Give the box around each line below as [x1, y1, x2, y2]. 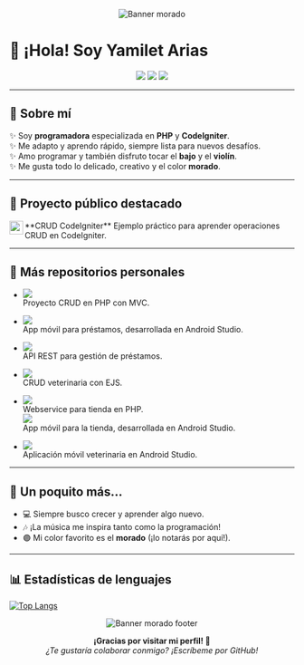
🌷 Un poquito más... [9, 484, 123, 499]
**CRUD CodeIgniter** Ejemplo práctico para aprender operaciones [24, 220, 280, 231]
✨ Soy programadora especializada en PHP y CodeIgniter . [9, 130, 231, 140]
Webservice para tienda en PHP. [22, 404, 144, 415]
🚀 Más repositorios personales [9, 264, 185, 280]
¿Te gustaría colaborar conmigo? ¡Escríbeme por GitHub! [45, 645, 259, 656]
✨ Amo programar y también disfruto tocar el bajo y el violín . [9, 150, 237, 161]
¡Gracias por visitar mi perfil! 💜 [93, 635, 211, 646]
